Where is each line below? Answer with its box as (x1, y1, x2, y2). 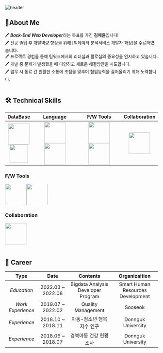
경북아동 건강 (70, 332, 98, 339)
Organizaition (118, 273, 151, 280)
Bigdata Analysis (70, 281, 109, 288)
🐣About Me (5, 18, 40, 27)
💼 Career (5, 258, 33, 266)
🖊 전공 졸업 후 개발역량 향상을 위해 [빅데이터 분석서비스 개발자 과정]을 (5, 39, 138, 46)
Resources (122, 287, 147, 294)
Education (10, 287, 33, 294)
